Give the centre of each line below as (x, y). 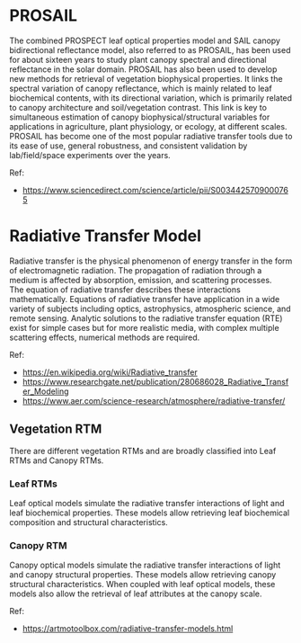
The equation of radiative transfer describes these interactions (125, 290)
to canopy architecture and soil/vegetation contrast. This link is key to (138, 107)
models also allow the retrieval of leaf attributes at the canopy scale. (136, 594)
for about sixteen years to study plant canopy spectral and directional (138, 59)
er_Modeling (45, 391)
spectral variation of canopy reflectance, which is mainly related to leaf (141, 88)
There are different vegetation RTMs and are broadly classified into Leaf (143, 451)
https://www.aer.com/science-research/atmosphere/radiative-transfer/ (154, 400)
